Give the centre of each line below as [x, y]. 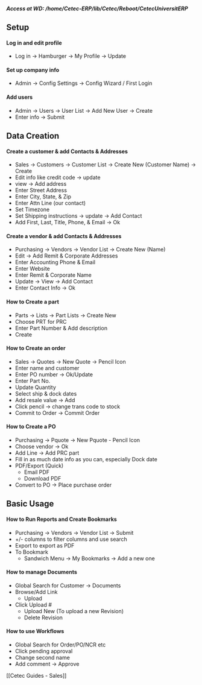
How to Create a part [33, 301]
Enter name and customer [47, 368]
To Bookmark [32, 552]
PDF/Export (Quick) [39, 466]
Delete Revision [43, 617]
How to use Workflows [35, 631]
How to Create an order [36, 348]
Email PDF [37, 472]
